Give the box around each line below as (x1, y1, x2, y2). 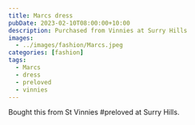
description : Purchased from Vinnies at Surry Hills (8, 26, 188, 34)
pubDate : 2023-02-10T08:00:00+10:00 (8, 19, 130, 27)
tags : (8, 57, 26, 64)
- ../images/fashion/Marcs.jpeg (15, 41, 124, 49)
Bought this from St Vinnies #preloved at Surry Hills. (8, 107, 180, 117)
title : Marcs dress (8, 11, 74, 20)
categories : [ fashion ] (8, 49, 84, 57)
